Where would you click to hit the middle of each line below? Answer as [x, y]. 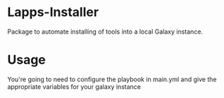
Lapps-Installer [53, 12]
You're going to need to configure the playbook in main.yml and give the [112, 79]
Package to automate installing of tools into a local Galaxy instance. [105, 31]
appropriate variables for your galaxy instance [74, 86]
